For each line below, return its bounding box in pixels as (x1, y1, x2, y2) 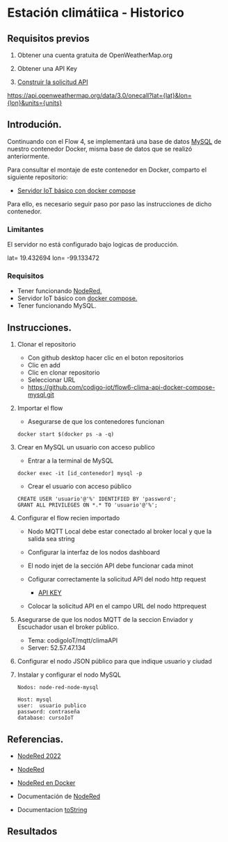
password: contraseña (17, 709, 80, 716)
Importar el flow (17, 404, 63, 413)
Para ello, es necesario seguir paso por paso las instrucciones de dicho (7, 199, 212, 208)
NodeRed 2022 (17, 752, 61, 760)
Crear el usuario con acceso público (27, 482, 132, 490)
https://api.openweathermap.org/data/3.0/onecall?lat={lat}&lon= (7, 92, 193, 99)
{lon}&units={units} (7, 99, 63, 107)
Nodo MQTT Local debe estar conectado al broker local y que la (27, 527, 212, 536)
